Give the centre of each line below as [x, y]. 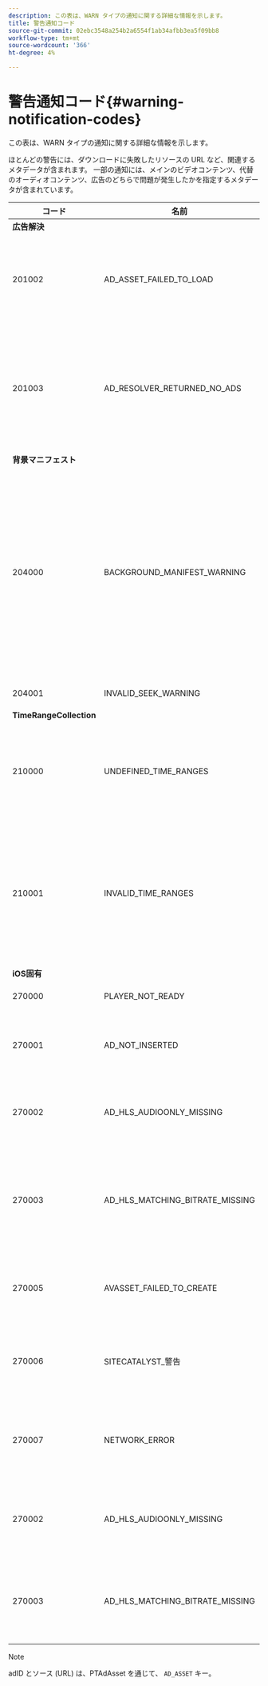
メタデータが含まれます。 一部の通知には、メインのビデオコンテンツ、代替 [131, 170]
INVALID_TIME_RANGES [148, 893]
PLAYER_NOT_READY [144, 996]
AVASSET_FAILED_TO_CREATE [160, 1288]
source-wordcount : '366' [49, 46]
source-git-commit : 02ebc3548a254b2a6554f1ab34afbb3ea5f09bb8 [114, 30]
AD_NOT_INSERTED [141, 1045]
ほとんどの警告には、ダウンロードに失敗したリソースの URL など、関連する [132, 159]
